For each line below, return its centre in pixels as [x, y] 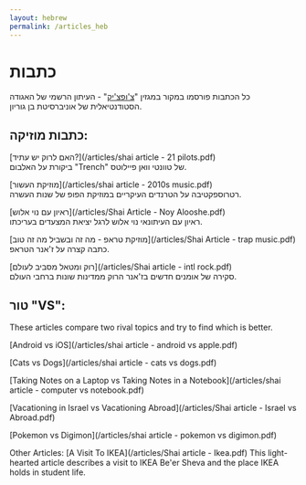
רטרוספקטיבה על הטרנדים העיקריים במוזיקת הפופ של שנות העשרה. [126, 195]
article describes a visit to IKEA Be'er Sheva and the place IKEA [160, 463]
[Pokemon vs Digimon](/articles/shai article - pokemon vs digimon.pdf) [143, 436]
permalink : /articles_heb [58, 26]
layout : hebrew [38, 18]
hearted [24, 463]
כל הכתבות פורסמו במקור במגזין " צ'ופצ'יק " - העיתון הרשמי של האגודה [130, 97]
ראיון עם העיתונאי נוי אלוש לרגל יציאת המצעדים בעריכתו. [106, 222]
